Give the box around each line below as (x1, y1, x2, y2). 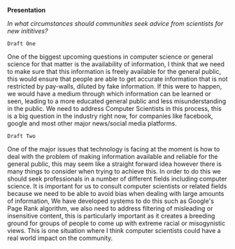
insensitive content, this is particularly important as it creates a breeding (7, 212, 215, 220)
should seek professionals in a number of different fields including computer (7, 174, 227, 183)
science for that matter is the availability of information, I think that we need (7, 60, 225, 68)
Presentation (7, 6, 46, 14)
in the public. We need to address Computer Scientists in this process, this (7, 105, 222, 112)
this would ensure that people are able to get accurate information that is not (7, 75, 229, 83)
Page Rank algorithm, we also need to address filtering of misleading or (7, 204, 213, 212)
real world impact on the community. (7, 234, 113, 242)
